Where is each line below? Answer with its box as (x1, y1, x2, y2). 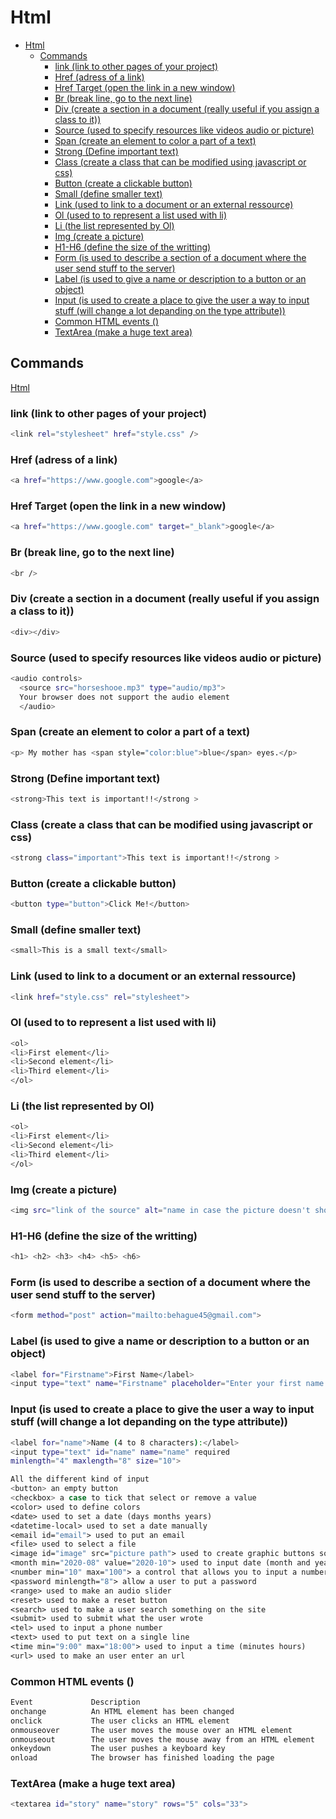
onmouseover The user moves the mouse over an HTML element (10, 1725, 293, 1735)
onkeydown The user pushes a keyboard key (10, 1744, 226, 1754)
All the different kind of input (10, 1474, 150, 1485)
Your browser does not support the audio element (19, 692, 230, 702)
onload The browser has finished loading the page (10, 1753, 275, 1763)
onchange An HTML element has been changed (10, 1706, 235, 1716)
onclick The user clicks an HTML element (10, 1716, 230, 1726)
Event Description (10, 1697, 141, 1708)
